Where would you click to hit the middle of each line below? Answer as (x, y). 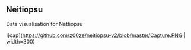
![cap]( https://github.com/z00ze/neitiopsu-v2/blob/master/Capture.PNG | (96, 35)
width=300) (21, 41)
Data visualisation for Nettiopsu (44, 24)
